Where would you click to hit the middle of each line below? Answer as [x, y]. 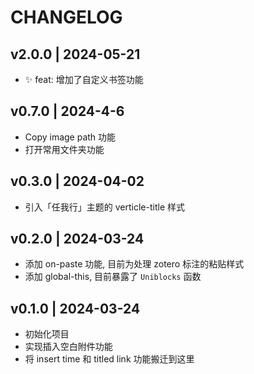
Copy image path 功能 [70, 137]
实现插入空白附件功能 [68, 347]
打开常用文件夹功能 [64, 149]
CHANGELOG [66, 17]
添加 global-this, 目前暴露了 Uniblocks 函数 [113, 277]
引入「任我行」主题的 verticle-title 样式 [104, 207]
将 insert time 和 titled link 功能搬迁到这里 [109, 359]
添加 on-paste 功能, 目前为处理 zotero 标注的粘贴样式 [134, 264]
